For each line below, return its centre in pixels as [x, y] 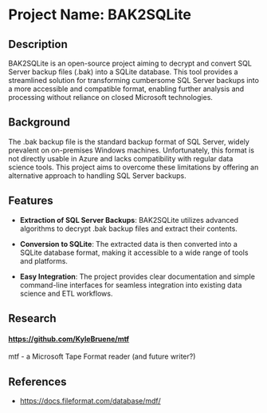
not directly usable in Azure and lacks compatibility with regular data [121, 158]
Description [38, 44]
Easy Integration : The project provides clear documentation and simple [137, 276]
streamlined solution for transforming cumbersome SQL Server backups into [133, 80]
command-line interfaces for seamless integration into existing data [131, 284]
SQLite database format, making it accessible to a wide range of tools [134, 252]
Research [33, 318]
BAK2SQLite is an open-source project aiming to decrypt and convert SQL [130, 63]
